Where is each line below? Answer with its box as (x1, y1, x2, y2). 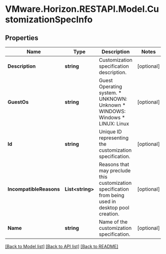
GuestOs (7, 99, 29, 105)
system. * (98, 89, 122, 96)
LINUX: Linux (98, 120, 129, 127)
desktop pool (98, 204, 129, 211)
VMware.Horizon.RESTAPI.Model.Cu (5, 3, 159, 15)
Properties (5, 34, 39, 42)
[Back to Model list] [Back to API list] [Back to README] (5, 244, 119, 249)
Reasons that (98, 161, 129, 168)
